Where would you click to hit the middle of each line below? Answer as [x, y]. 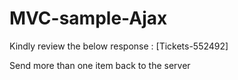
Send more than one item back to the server [100, 65]
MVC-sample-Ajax [88, 18]
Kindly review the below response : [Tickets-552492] [119, 46]
